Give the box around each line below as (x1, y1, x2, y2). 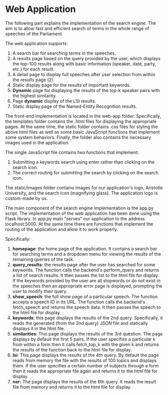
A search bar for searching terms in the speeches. (12, 50, 116, 56)
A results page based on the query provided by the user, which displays (12, 55, 161, 61)
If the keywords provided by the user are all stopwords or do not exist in (12, 277, 161, 283)
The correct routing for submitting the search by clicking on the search (12, 169, 158, 176)
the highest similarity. (12, 93, 56, 99)
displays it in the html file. (12, 325, 65, 331)
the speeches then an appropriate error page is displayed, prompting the (12, 283, 162, 289)
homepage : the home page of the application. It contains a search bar (12, 245, 157, 251)
